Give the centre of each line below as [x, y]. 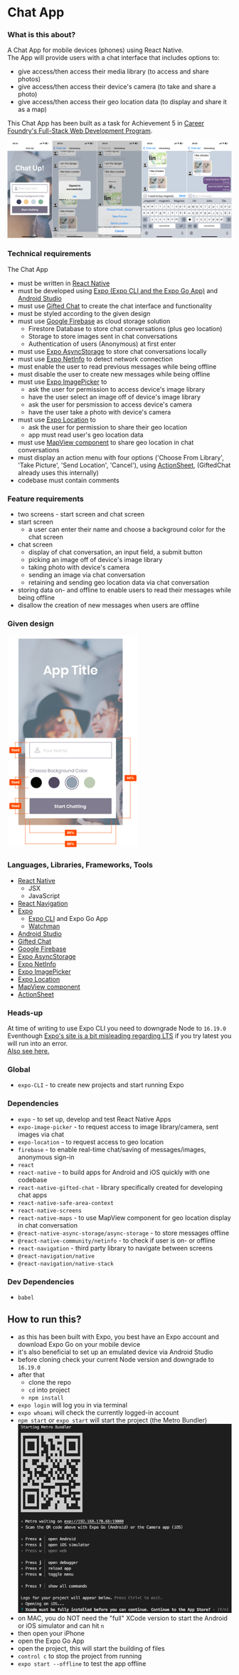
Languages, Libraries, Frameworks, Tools [80, 865]
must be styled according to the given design [84, 313]
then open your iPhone [51, 1634]
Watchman [44, 926]
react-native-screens [49, 1211]
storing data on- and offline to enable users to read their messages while [124, 590]
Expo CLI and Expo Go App [68, 918]
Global [19, 1069]
